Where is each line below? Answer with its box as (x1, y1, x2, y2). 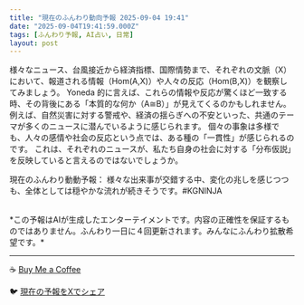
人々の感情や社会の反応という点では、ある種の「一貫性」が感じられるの (24, 132, 295, 143)
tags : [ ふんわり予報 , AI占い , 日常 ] (9, 30, 134, 39)
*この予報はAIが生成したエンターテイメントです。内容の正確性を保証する (9, 214, 282, 225)
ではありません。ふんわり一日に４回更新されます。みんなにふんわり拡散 (16, 225, 287, 236)
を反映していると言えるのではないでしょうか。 (9, 155, 184, 166)
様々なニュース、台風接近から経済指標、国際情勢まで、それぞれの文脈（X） (9, 64, 292, 75)
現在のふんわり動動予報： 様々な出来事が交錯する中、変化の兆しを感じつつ (9, 174, 290, 186)
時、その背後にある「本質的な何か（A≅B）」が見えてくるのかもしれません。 (9, 99, 291, 110)
